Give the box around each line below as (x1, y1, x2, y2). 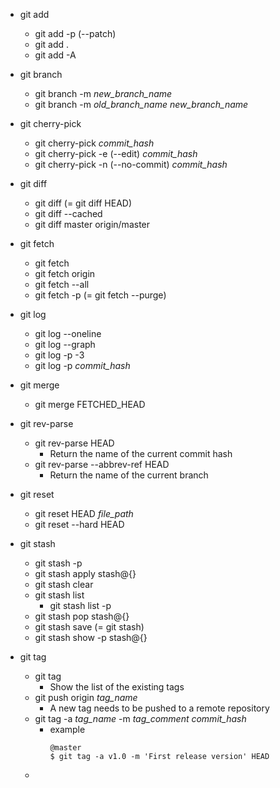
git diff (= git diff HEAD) (34, 197, 133, 209)
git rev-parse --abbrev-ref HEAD (34, 459, 170, 470)
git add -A (34, 49, 77, 61)
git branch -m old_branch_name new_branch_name (34, 99, 249, 110)
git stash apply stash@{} (34, 568, 137, 579)
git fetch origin (34, 268, 96, 279)
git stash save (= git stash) (34, 621, 145, 633)
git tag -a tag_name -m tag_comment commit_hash (34, 713, 247, 724)
